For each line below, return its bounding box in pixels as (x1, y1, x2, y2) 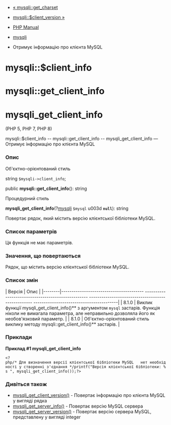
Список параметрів (5, 228, 57, 235)
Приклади (5, 334, 32, 341)
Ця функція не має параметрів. (5, 239, 73, 245)
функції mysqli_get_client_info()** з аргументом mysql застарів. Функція (5, 305, 160, 311)
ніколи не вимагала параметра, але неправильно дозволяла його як (5, 310, 155, 316)
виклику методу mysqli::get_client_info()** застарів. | (5, 321, 120, 327)
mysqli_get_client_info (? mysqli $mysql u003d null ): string (5, 205, 129, 211)
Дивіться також (5, 380, 47, 388)
